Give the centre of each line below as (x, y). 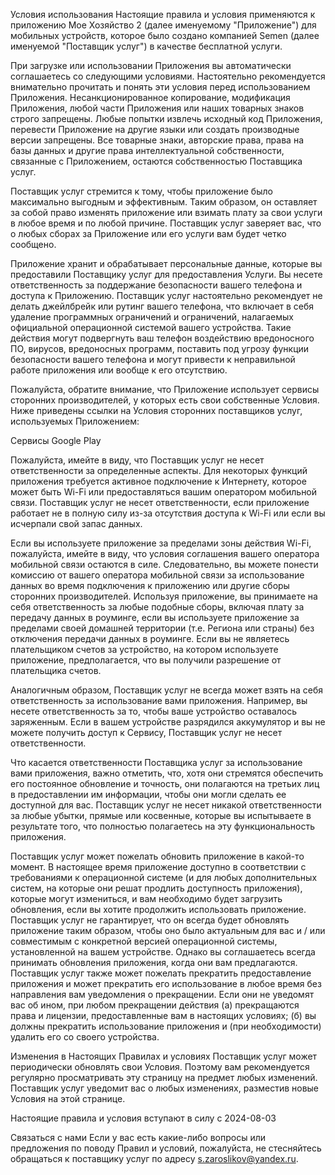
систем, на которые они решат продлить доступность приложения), (156, 888)
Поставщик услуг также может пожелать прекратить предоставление (161, 973)
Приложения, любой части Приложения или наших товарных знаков (157, 108)
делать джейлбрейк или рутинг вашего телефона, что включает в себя (162, 306)
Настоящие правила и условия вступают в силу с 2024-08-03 (143, 1118)
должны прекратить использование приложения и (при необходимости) (166, 1026)
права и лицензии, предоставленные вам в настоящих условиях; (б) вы (163, 1015)
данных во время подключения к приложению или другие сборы (150, 585)
